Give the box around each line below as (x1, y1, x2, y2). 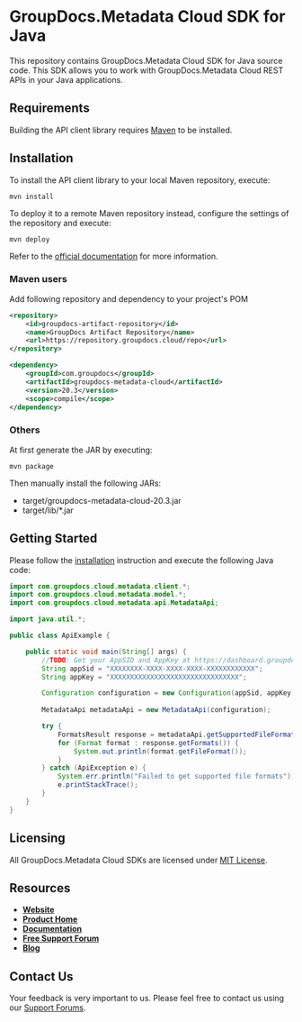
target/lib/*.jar (22, 505, 74, 516)
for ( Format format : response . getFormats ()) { (57, 738, 240, 747)
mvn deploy (9, 234, 50, 244)
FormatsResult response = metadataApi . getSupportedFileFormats (57, 730, 299, 739)
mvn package (9, 461, 54, 470)
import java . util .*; (9, 615, 87, 624)
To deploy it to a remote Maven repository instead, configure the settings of (9, 207, 289, 218)
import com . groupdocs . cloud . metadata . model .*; (9, 590, 187, 599)
